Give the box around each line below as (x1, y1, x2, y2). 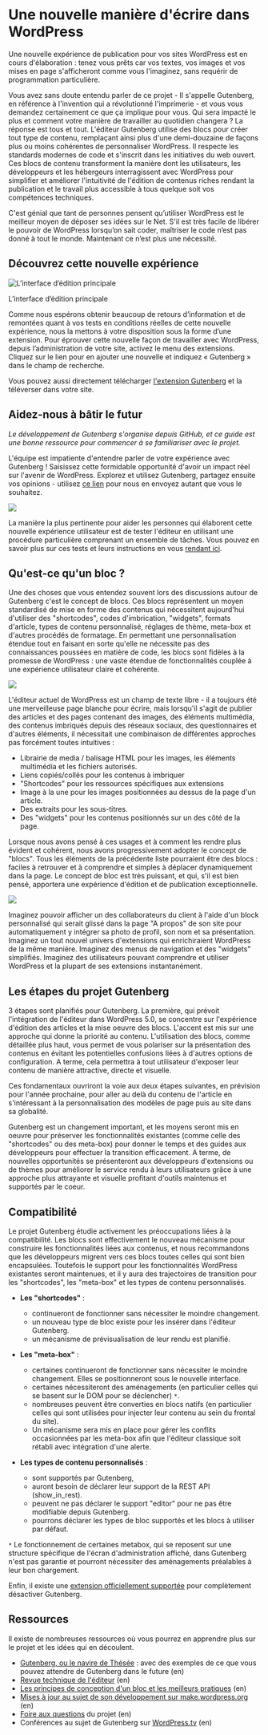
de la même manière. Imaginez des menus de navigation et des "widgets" (8, 944, 251, 954)
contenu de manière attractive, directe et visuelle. (8, 1065, 172, 1076)
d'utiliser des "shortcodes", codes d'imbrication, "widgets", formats (8, 614, 231, 623)
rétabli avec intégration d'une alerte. (31, 1442, 152, 1451)
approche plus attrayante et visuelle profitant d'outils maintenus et (8, 1174, 227, 1183)
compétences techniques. (8, 193, 94, 202)
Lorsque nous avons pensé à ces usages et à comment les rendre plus (8, 837, 242, 847)
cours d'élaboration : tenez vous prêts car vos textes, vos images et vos (8, 58, 246, 67)
